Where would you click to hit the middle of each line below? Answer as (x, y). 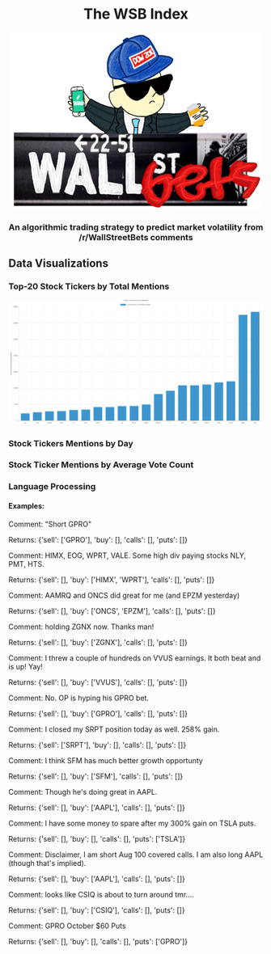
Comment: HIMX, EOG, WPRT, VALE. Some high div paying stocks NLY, (127, 555)
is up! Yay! (25, 666)
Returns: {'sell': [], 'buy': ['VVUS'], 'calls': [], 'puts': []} (98, 682)
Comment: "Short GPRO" (50, 524)
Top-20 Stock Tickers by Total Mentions (89, 286)
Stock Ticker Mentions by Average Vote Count (101, 465)
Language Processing (52, 487)
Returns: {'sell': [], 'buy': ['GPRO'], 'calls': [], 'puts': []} (98, 713)
